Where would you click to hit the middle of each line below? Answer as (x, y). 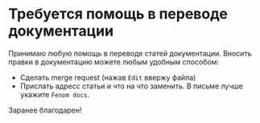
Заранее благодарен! (45, 110)
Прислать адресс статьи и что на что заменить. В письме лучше (131, 86)
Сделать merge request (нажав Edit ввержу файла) (108, 77)
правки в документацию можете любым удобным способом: (114, 62)
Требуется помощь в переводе (118, 14)
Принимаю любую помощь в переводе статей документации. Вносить (130, 53)
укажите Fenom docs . (55, 94)
